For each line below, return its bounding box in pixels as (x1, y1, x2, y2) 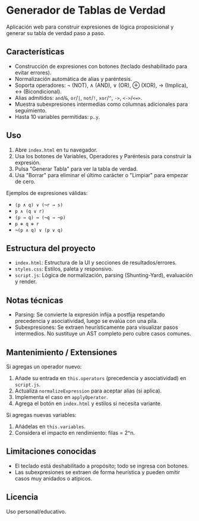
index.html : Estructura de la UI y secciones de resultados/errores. (14, 259, 177, 266)
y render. (14, 278, 37, 285)
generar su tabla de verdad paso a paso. (6, 29, 106, 36)
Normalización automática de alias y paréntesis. (14, 75, 132, 82)
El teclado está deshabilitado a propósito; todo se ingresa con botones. (14, 462, 189, 469)
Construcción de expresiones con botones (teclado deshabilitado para (14, 62, 188, 70)
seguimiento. (14, 106, 47, 114)
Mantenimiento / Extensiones (6, 347, 118, 357)
